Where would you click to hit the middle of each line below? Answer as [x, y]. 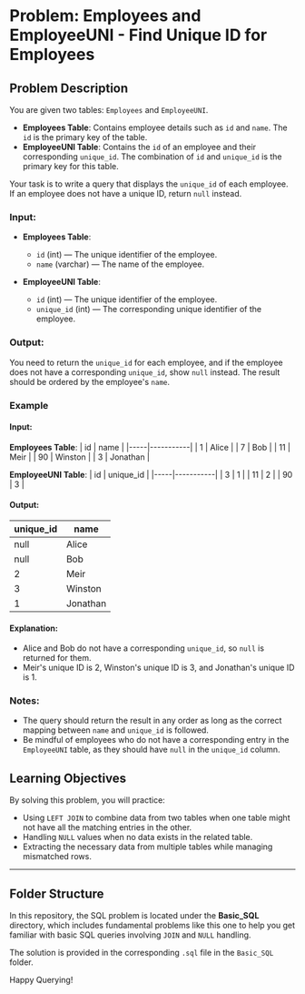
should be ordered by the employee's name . [90, 381]
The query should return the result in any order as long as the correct [152, 721]
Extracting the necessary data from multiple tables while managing [148, 847]
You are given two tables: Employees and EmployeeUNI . [109, 110]
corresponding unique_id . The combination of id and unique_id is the [152, 157]
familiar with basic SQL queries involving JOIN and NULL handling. [130, 935]
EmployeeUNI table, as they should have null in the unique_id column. [151, 750]
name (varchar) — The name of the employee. [120, 264]
